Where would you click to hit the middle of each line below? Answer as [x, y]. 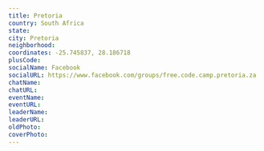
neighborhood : [32, 46]
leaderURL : [26, 120]
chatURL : [23, 90]
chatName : [25, 82]
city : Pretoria [34, 38]
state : [19, 30]
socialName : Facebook [45, 68]
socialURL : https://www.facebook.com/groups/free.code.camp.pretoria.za [132, 75]
